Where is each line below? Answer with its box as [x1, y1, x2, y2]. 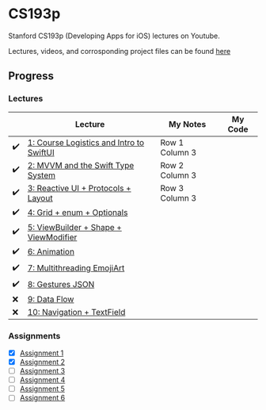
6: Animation [27, 247, 75, 258]
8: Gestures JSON [27, 279, 95, 290]
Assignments [8, 330, 61, 341]
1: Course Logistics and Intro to [27, 136, 145, 148]
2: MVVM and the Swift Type [27, 159, 135, 171]
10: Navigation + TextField [27, 306, 126, 317]
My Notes [169, 118, 207, 129]
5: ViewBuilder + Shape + [27, 221, 123, 232]
